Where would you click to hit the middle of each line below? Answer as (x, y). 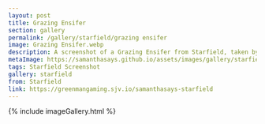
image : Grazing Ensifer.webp (56, 45)
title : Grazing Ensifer (47, 23)
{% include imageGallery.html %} (62, 111)
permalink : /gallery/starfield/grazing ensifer (88, 38)
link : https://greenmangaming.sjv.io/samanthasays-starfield (111, 89)
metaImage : (26, 60)
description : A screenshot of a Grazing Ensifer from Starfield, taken (128, 52)
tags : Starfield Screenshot (54, 67)
